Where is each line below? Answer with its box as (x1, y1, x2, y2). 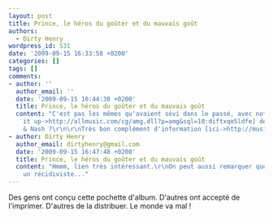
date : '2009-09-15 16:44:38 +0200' (15, 95, 136, 103)
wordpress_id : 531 (8, 42, 71, 50)
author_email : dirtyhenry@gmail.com (15, 140, 140, 148)
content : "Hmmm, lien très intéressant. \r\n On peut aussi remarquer (15, 163, 253, 171)
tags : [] (8, 65, 38, 73)
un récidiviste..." (23, 170, 89, 178)
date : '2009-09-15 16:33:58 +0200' (8, 49, 129, 58)
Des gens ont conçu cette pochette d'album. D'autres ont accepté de (8, 192, 240, 202)
